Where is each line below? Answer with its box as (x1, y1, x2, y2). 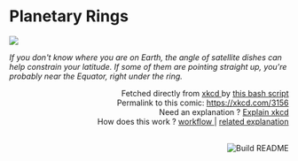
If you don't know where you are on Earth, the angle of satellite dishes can (9, 51, 282, 63)
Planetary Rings (9, 6, 129, 27)
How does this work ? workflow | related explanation (97, 116, 289, 126)
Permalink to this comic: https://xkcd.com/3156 (116, 97, 289, 108)
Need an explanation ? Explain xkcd (159, 106, 289, 117)
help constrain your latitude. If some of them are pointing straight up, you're (9, 61, 287, 72)
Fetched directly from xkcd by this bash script (121, 88, 289, 98)
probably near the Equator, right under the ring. (9, 71, 184, 81)
